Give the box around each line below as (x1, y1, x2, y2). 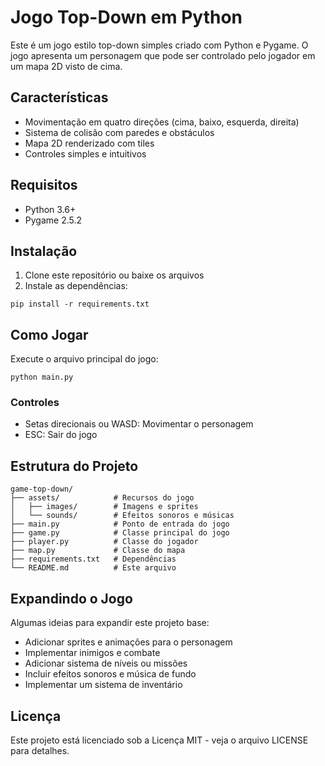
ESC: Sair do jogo (24, 429, 98, 441)
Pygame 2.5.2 (24, 214, 83, 226)
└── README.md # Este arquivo (10, 563, 177, 573)
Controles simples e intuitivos (24, 147, 147, 160)
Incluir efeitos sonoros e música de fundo (24, 668, 197, 680)
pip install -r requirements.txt (10, 299, 150, 310)
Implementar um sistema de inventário (24, 679, 183, 691)
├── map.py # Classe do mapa (10, 546, 186, 556)
